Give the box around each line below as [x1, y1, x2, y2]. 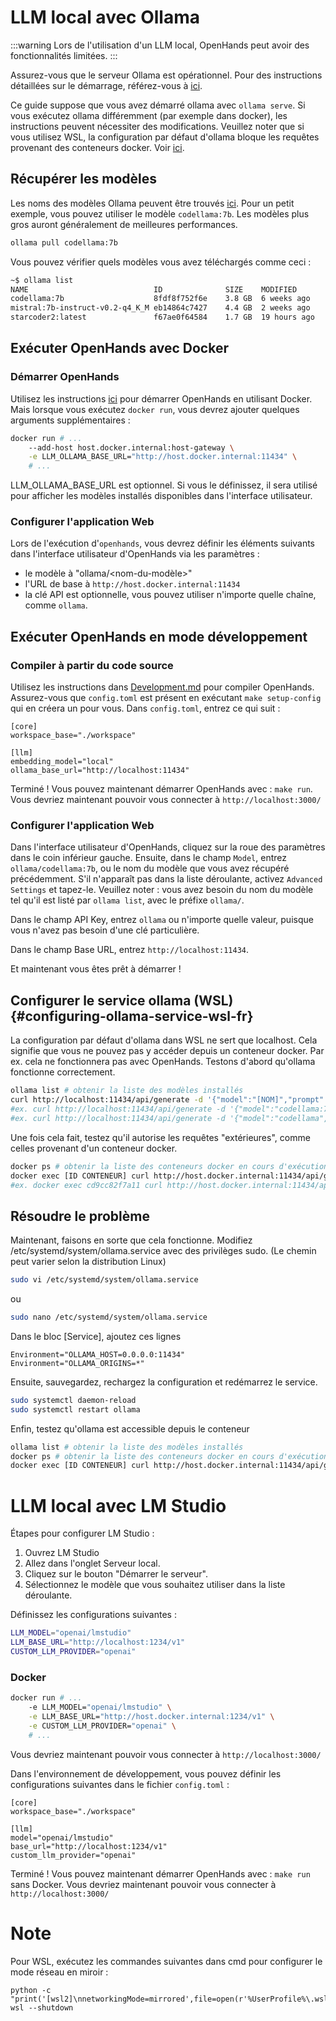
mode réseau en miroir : [10, 1966, 109, 1978]
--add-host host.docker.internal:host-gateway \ [28, 442, 235, 453]
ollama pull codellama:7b [10, 237, 118, 248]
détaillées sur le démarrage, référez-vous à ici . [10, 79, 203, 91]
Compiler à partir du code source [10, 658, 174, 672]
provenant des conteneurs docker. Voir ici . [10, 141, 185, 153]
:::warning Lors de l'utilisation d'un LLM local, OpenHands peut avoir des [10, 39, 310, 51]
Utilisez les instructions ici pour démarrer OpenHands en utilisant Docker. [10, 392, 313, 405]
